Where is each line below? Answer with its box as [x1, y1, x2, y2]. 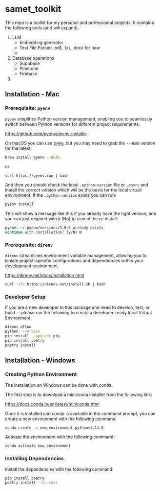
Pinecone [19, 65, 39, 71]
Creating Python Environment [5, 371, 77, 378]
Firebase [19, 70, 38, 76]
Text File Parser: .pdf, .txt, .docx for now [19, 45, 100, 50]
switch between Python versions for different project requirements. [5, 121, 140, 127]
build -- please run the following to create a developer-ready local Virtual [5, 310, 152, 316]
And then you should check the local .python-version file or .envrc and [5, 182, 148, 188]
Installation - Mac [5, 90, 60, 98]
